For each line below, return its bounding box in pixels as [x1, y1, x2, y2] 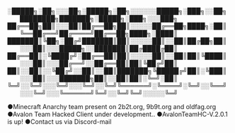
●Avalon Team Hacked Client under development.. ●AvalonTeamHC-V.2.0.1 [7, 110, 228, 118]
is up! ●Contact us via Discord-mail [7, 118, 112, 126]
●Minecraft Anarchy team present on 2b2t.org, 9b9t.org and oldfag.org [7, 103, 217, 110]
